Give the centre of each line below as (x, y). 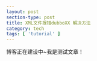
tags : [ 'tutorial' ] (33, 34)
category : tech (25, 28)
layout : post (23, 12)
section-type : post (31, 17)
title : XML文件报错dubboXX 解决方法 (48, 23)
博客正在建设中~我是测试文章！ (45, 52)
